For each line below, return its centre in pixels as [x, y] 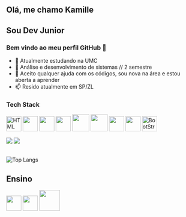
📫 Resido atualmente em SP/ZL [54, 87]
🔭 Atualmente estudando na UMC [56, 61]
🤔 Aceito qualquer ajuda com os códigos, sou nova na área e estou [97, 74]
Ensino [19, 179]
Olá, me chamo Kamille [50, 10]
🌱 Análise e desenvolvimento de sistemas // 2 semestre [83, 67]
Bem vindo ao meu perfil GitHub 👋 [56, 48]
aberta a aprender [37, 80]
